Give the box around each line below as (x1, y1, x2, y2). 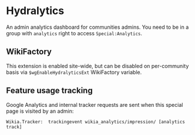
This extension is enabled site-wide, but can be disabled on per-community (6, 62, 189, 69)
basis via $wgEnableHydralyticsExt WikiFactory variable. (6, 69, 142, 76)
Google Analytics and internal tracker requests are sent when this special (6, 101, 183, 108)
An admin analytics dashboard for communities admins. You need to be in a (6, 23, 189, 31)
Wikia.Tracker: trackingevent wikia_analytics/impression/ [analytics (6, 119, 185, 124)
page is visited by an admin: (6, 107, 74, 114)
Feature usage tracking (6, 86, 93, 96)
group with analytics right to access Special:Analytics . (6, 29, 143, 36)
